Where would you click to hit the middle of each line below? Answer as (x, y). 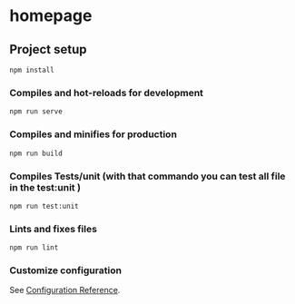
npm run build (36, 153)
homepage (51, 16)
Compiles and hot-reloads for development (107, 93)
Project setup (49, 49)
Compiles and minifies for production (93, 134)
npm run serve (36, 112)
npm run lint (34, 248)
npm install (32, 70)
